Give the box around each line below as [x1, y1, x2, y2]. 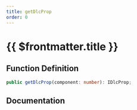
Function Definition [6, 64, 79, 74]
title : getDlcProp [6, 8, 52, 15]
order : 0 [6, 14, 28, 20]
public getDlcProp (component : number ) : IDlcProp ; [6, 79, 132, 85]
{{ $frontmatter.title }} [6, 40, 119, 54]
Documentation [6, 96, 66, 106]
